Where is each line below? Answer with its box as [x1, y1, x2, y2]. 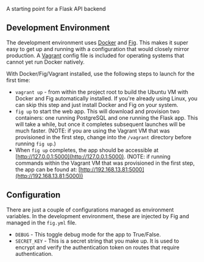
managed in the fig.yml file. [6, 219, 77, 226]
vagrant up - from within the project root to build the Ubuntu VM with [15, 88, 189, 95]
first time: [6, 76, 30, 84]
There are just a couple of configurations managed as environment [6, 206, 174, 213]
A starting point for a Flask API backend [6, 5, 106, 12]
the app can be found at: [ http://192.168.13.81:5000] [15, 165, 144, 173]
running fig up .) [15, 140, 57, 147]
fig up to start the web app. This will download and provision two [15, 108, 180, 115]
